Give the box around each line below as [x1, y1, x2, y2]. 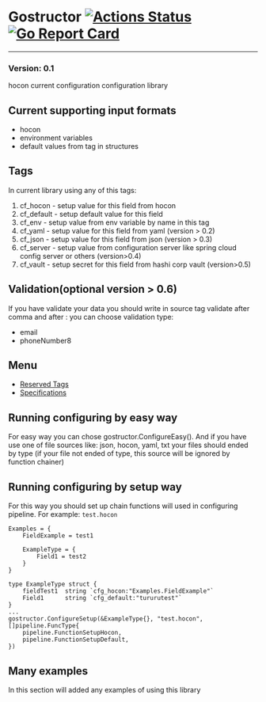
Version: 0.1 [8, 63, 55, 74]
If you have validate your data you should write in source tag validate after [8, 303, 250, 313]
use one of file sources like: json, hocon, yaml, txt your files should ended [8, 440, 249, 450]
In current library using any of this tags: [8, 185, 137, 195]
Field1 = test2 [36, 552, 87, 561]
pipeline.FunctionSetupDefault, [22, 636, 129, 644]
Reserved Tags [19, 380, 69, 389]
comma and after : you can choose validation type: [8, 312, 174, 321]
